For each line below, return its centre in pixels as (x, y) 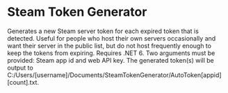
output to (20, 68)
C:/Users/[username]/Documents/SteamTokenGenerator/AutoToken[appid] (114, 75)
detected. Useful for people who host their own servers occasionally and (112, 38)
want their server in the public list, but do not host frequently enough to (109, 45)
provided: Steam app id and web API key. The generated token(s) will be (111, 60)
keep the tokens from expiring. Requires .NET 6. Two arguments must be (111, 53)
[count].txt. (23, 82)
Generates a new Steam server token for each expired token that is (103, 31)
